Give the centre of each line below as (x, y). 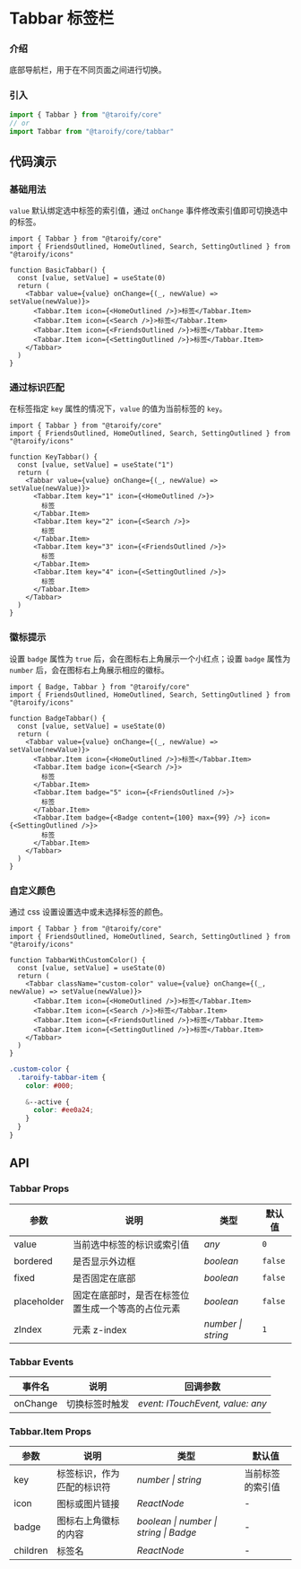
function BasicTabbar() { (57, 270)
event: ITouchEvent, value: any (202, 1403)
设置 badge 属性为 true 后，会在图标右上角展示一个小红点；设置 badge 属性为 (150, 658)
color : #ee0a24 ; (63, 1110)
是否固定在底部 (104, 1278)
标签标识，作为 (88, 1474)
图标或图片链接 (88, 1504)
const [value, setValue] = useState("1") (96, 465)
